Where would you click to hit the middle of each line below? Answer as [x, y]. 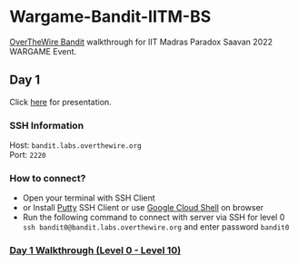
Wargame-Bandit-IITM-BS [110, 17]
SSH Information [47, 125]
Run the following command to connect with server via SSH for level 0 [154, 217]
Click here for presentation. [60, 102]
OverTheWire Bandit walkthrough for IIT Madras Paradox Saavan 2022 [141, 42]
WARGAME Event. [43, 51]
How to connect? [48, 178]
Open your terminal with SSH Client [89, 198]
